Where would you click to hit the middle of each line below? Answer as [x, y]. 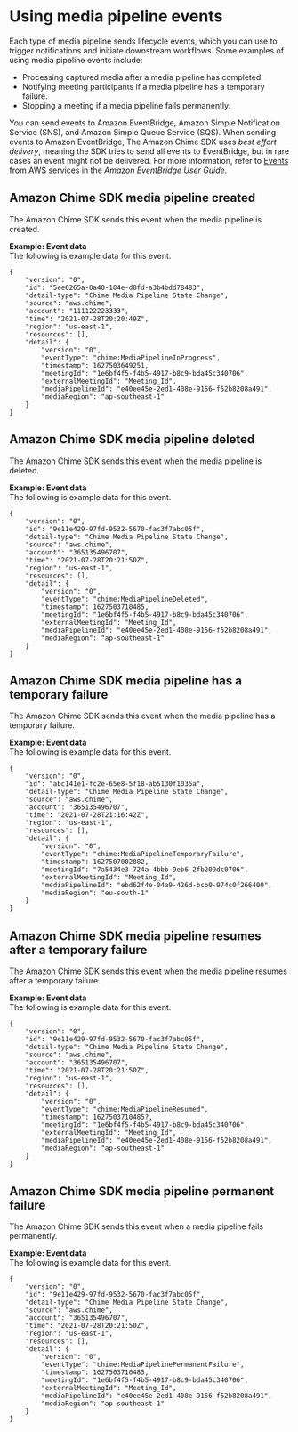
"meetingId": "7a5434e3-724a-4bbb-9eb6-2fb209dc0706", [145, 870]
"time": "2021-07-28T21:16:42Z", [87, 815]
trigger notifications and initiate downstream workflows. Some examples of [147, 50]
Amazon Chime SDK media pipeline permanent [142, 1191]
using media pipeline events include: [76, 60]
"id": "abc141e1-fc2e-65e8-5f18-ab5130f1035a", [115, 784]
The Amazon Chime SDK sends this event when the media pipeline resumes [148, 971]
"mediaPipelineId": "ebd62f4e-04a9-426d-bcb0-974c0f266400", [157, 886]
